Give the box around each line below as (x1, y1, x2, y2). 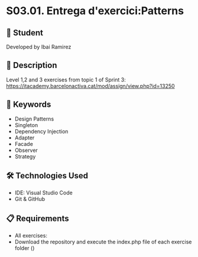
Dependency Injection (14, 128, 69, 135)
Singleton (14, 121, 38, 128)
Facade (14, 140, 34, 147)
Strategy (14, 152, 36, 160)
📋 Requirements (6, 213, 69, 223)
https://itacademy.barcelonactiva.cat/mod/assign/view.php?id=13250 (6, 82, 176, 89)
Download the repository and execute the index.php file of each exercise (14, 238, 192, 246)
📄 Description (6, 60, 57, 70)
